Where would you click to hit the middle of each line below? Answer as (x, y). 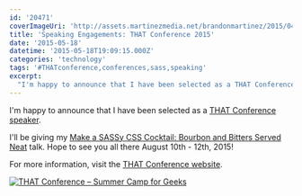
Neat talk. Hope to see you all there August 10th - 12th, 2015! (121, 147)
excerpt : (26, 76)
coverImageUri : (38, 26)
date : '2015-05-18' (46, 43)
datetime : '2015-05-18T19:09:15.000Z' (82, 51)
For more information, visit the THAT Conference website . (116, 164)
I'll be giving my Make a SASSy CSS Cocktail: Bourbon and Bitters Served (145, 137)
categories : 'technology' (58, 59)
